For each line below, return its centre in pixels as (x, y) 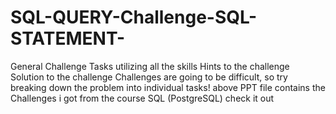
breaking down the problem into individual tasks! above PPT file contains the (168, 87)
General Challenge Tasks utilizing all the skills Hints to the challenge (150, 66)
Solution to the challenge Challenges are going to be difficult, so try (149, 77)
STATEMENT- (68, 38)
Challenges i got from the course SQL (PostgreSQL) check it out (142, 98)
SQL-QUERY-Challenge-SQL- (134, 17)
